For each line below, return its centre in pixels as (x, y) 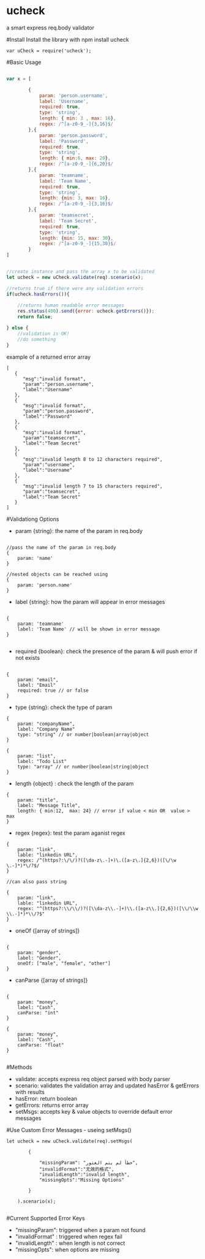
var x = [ (19, 78)
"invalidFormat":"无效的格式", (76, 1169)
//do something (37, 339)
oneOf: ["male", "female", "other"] (64, 963)
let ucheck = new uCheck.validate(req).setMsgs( (69, 1141)
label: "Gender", (39, 958)
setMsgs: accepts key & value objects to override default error (94, 1111)
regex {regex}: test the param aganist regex (70, 833)
